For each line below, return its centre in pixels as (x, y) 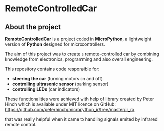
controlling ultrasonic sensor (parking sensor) (60, 84)
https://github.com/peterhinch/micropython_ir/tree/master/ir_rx (70, 109)
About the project (33, 27)
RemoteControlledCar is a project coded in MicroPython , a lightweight (78, 39)
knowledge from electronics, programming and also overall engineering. (79, 59)
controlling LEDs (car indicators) (46, 89)
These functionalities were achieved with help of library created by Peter (80, 99)
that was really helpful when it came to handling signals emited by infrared (81, 119)
